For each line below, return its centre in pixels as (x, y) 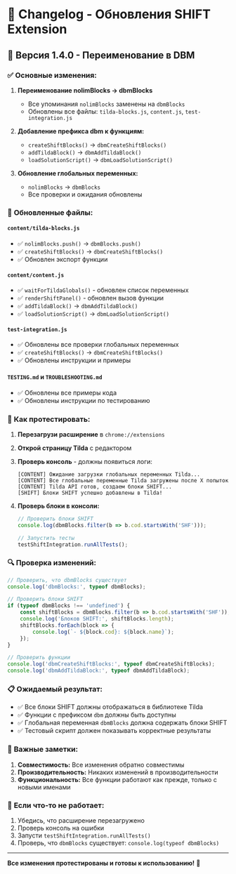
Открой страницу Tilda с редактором (74, 448)
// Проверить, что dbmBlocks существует (67, 580)
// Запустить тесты (46, 538)
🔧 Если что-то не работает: (56, 805)
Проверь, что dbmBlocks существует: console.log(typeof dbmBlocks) (118, 842)
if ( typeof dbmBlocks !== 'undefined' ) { (69, 606)
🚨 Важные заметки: (43, 749)
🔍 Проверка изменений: (52, 563)
